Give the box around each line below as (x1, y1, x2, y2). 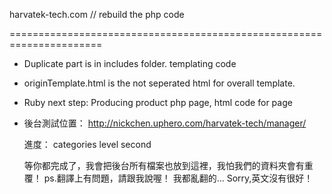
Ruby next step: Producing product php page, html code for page (23, 97, 293, 108)
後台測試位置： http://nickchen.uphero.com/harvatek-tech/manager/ (23, 117, 307, 129)
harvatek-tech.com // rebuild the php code (9, 9, 185, 20)
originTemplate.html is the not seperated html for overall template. (23, 77, 296, 89)
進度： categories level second (23, 139, 152, 150)
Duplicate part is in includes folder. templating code (23, 58, 237, 69)
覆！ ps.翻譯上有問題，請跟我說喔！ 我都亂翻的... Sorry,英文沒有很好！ (23, 172, 314, 184)
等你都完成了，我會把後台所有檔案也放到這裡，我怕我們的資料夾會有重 (23, 160, 314, 171)
